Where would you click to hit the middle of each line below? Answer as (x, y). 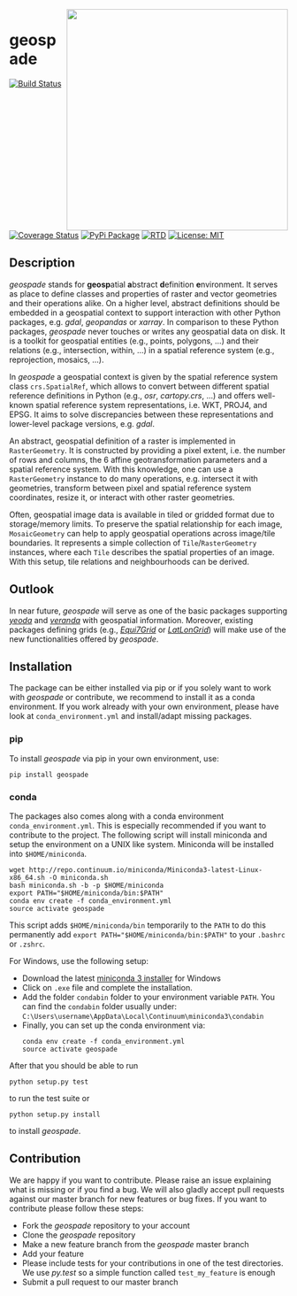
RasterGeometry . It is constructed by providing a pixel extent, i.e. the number (147, 450)
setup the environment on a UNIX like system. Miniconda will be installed (141, 845)
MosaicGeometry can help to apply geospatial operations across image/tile (142, 533)
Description (42, 263)
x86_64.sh (27, 878)
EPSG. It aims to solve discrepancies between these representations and (141, 414)
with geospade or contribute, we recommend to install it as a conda (132, 698)
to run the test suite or (49, 1099)
